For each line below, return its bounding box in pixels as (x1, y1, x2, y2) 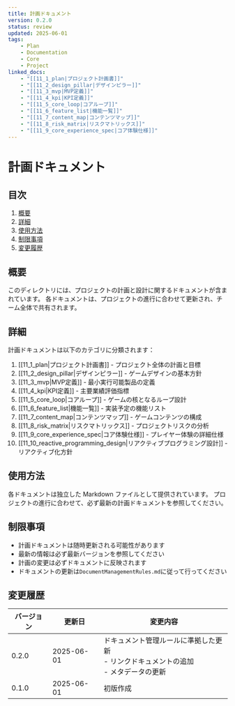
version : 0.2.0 (8, 17, 52, 24)
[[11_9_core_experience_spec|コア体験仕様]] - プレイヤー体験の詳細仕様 (17, 430, 224, 438)
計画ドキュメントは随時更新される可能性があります (17, 541, 165, 549)
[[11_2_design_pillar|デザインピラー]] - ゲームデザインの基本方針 (17, 369, 202, 377)
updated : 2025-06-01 (8, 29, 68, 37)
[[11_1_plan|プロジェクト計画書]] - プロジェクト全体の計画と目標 (17, 361, 202, 368)
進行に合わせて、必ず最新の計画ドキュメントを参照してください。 (38, 498, 227, 506)
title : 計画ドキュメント (8, 10, 72, 17)
